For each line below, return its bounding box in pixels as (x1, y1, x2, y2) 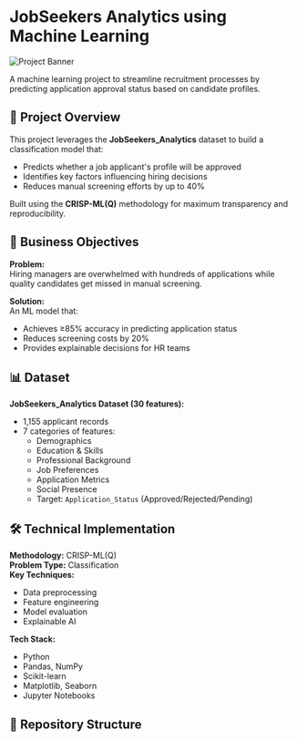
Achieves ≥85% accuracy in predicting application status (22, 323, 238, 334)
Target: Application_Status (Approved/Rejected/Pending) (36, 494, 253, 505)
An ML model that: (9, 305, 79, 316)
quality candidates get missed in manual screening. (9, 278, 202, 289)
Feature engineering (22, 597, 99, 608)
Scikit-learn (22, 671, 67, 682)
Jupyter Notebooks (22, 690, 96, 701)
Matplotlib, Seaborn (22, 681, 97, 692)
